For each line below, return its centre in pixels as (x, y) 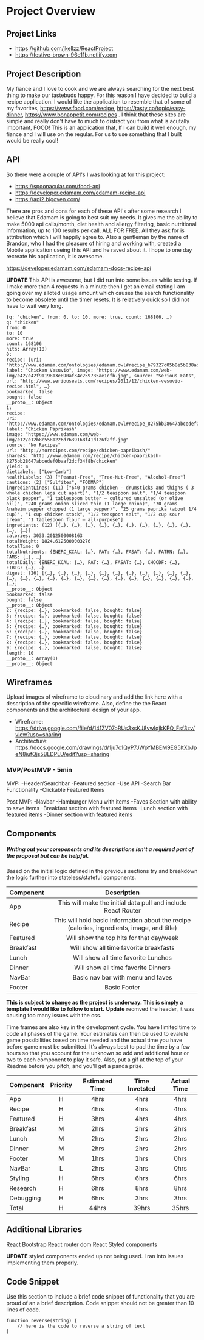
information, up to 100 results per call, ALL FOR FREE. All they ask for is (96, 230)
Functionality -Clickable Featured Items (55, 789)
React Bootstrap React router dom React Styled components (82, 1244)
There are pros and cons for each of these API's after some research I (94, 211)
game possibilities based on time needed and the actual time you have (94, 1040)
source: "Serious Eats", (165, 376)
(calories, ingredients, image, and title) (122, 928)
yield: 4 (17, 466)
